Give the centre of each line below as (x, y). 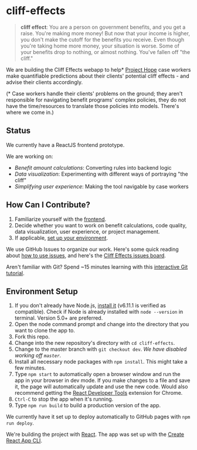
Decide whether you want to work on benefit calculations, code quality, (101, 225)
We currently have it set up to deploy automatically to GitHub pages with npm (98, 417)
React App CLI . (24, 441)
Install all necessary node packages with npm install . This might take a (101, 362)
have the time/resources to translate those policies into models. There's (93, 106)
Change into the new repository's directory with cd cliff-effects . (95, 343)
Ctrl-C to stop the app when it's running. (64, 399)
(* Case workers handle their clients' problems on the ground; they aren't (94, 93)
